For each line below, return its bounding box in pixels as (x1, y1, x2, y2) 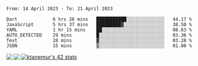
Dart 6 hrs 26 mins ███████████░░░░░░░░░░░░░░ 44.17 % (6, 16, 192, 22)
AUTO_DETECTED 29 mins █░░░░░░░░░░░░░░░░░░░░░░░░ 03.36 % (6, 32, 192, 38)
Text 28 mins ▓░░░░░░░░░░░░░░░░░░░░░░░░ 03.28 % (6, 38, 192, 44)
